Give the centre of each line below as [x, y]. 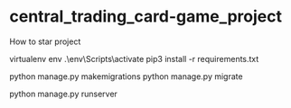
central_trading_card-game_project [146, 17]
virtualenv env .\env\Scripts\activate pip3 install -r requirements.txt [134, 58]
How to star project [45, 41]
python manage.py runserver [63, 94]
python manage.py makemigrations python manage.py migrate [126, 76]
